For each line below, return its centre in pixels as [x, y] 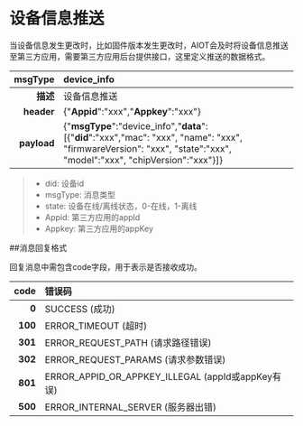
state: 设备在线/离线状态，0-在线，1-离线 [121, 206]
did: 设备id [64, 183]
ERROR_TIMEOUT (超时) [96, 326]
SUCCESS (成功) [80, 309]
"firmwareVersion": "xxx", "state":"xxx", [147, 148]
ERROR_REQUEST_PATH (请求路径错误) [128, 342]
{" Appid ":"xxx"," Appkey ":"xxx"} [132, 111]
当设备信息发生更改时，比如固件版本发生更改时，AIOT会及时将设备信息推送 [149, 45]
